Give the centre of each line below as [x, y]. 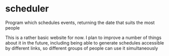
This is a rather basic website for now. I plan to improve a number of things [83, 37]
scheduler [27, 9]
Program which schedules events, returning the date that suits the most [80, 22]
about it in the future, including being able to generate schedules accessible [85, 42]
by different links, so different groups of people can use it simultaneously [82, 48]
